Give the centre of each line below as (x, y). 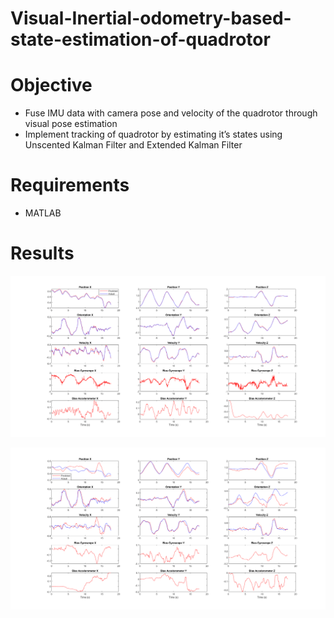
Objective (51, 85)
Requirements (70, 185)
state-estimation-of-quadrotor (140, 39)
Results (42, 253)
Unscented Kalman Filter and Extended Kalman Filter (133, 145)
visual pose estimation (71, 124)
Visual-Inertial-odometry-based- (151, 18)
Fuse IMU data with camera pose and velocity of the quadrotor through (171, 113)
